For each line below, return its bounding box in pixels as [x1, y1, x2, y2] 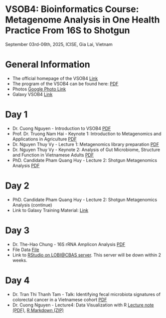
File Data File [12, 246, 39, 252]
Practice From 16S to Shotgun [5, 25, 130, 36]
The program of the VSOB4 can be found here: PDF [12, 80, 119, 86]
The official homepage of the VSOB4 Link [12, 75, 98, 81]
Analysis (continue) [12, 201, 52, 208]
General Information [5, 59, 91, 70]
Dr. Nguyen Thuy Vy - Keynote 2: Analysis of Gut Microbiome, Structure [12, 146, 161, 152]
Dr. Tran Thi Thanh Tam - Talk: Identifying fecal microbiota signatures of [12, 291, 161, 297]
